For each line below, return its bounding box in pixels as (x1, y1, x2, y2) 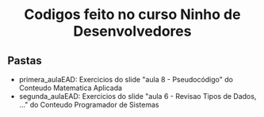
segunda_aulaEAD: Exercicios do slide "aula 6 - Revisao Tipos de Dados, (18, 92, 257, 100)
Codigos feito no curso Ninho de (24, 6, 241, 24)
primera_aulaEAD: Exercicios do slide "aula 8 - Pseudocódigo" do (18, 75, 233, 84)
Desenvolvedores (73, 22, 192, 40)
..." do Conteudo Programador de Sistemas (18, 100, 159, 109)
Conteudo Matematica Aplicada (18, 83, 123, 92)
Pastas (7, 54, 43, 67)
